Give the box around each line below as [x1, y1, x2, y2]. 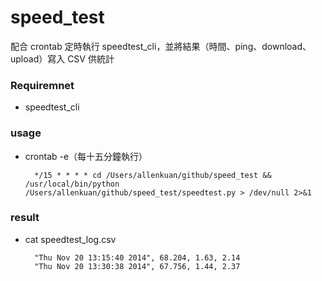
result [10, 211, 40, 225]
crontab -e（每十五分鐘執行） [24, 150, 148, 162]
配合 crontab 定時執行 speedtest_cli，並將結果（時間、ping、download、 [10, 40, 312, 52]
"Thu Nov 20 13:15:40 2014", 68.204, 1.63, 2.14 [34, 252, 241, 263]
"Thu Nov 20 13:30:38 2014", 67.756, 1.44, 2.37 [34, 261, 241, 271]
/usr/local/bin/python [24, 179, 120, 189]
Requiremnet [10, 78, 75, 92]
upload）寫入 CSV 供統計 [10, 52, 115, 65]
